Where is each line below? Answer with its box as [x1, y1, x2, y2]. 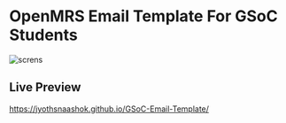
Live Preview [9, 80, 81, 95]
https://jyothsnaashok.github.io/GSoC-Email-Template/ [9, 104, 210, 114]
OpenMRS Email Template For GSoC [9, 6, 278, 27]
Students [9, 25, 78, 45]
